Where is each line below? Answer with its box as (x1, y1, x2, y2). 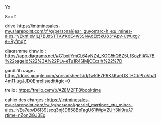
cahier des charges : (5, 97, 46, 103)
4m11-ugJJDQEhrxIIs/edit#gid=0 (5, 78, 70, 84)
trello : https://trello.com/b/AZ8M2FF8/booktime (5, 88, 101, 93)
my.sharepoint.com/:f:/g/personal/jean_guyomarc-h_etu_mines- (5, 28, 132, 34)
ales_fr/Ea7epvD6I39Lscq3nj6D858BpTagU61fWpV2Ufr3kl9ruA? (5, 107, 133, 113)
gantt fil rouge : (5, 68, 36, 73)
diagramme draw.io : (5, 48, 46, 53)
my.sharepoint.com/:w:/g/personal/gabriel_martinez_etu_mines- (5, 102, 133, 107)
